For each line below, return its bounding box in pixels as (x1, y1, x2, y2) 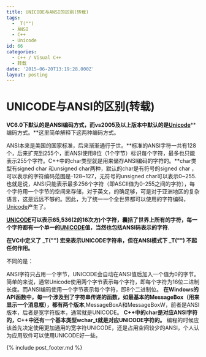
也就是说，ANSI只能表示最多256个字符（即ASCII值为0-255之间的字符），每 (6, 180, 195, 187)
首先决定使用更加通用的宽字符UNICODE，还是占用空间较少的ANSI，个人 (11, 324, 194, 331)
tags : (6, 15, 20, 21)
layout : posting (6, 72, 48, 78)
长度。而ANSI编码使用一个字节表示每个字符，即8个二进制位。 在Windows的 (6, 286, 199, 293)
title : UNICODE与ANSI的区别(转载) (6, 9, 89, 15)
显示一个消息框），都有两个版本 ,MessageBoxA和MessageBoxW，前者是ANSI (6, 301, 200, 309)
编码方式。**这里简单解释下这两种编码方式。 (6, 129, 120, 137)
